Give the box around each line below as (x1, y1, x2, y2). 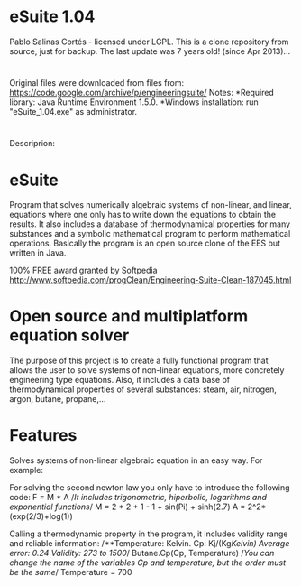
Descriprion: (9, 138, 56, 149)
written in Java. (9, 247, 67, 258)
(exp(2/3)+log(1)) (9, 511, 74, 522)
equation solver (9, 325, 130, 346)
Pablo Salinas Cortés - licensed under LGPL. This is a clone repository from (9, 36, 289, 47)
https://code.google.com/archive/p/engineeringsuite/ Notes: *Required (9, 88, 275, 98)
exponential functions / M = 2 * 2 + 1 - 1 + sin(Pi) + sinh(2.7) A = (9, 501, 246, 512)
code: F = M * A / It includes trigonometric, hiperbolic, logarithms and (9, 492, 268, 503)
